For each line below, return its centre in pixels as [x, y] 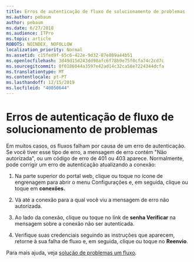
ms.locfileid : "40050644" [38, 88]
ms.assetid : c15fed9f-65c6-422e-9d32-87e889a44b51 [69, 55]
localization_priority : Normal [44, 50]
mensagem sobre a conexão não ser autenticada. [75, 223]
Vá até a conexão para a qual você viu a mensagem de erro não [92, 200]
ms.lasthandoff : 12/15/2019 [41, 83]
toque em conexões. [40, 188]
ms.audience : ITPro [30, 33]
